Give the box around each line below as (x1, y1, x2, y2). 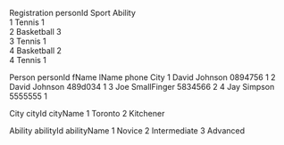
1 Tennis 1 (9, 17, 45, 28)
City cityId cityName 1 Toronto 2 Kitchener (9, 109, 165, 118)
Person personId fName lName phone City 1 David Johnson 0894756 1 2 (9, 72, 276, 83)
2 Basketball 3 (9, 27, 62, 36)
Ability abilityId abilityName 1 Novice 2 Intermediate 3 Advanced (9, 125, 246, 136)
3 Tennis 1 (9, 36, 46, 46)
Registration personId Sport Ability (9, 8, 137, 18)
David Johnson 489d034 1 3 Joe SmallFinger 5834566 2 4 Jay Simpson (9, 82, 275, 92)
